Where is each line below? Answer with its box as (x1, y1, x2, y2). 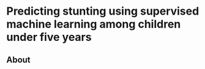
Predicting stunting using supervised (6, 4, 199, 18)
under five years (6, 31, 92, 44)
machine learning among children (6, 17, 181, 31)
